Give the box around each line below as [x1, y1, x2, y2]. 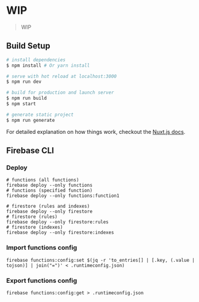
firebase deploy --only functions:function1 [6, 193, 120, 199]
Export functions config [6, 276, 78, 285]
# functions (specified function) [6, 187, 93, 194]
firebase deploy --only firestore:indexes [6, 229, 114, 236]
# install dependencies [6, 56, 66, 63]
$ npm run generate [6, 117, 55, 123]
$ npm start [6, 101, 36, 107]
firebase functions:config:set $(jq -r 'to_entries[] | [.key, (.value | [6, 257, 195, 263]
